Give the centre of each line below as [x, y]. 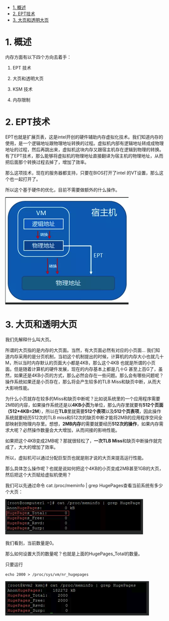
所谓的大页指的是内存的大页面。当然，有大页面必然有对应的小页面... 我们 [80, 350]
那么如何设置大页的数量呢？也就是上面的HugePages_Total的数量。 [74, 554]
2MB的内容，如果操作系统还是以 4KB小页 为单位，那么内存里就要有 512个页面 [84, 405]
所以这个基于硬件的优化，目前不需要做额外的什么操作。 [62, 190]
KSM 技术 [22, 89]
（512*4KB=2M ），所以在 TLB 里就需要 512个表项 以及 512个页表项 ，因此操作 [83, 411]
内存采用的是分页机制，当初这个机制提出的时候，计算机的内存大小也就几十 [87, 356]
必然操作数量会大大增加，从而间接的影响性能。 [71, 430]
